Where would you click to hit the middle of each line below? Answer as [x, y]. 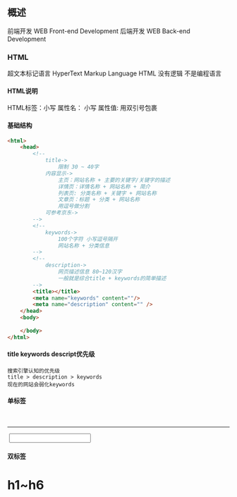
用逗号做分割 [73, 207]
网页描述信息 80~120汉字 [90, 272]
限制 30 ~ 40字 [78, 167]
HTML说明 [23, 91]
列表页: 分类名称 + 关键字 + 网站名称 [107, 193]
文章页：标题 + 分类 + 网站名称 [99, 200]
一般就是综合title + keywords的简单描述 [112, 278]
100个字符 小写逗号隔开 [88, 239]
